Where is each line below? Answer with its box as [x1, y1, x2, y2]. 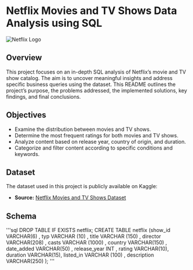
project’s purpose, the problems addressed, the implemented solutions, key [6, 86, 188, 94]
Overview [6, 53, 43, 63]
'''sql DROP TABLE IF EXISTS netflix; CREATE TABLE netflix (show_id [6, 227, 171, 234]
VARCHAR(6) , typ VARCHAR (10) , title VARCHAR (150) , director [6, 233, 162, 240]
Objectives [6, 110, 47, 120]
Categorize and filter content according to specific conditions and [14, 144, 173, 151]
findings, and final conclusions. [6, 93, 81, 100]
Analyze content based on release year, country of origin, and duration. [14, 138, 187, 145]
